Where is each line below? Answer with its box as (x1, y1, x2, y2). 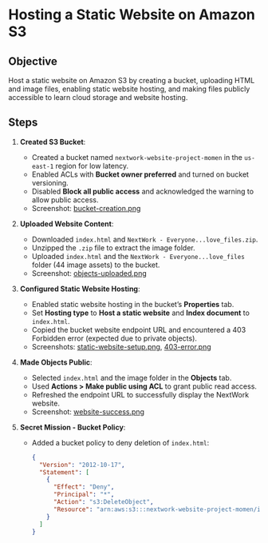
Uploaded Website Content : (19, 218, 114, 229)
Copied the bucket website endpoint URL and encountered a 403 (31, 325, 246, 334)
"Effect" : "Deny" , (53, 483, 115, 491)
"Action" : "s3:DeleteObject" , (53, 498, 154, 506)
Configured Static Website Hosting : (19, 284, 140, 293)
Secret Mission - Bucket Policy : (19, 422, 126, 432)
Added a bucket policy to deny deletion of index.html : (31, 437, 210, 447)
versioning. (31, 178, 69, 187)
